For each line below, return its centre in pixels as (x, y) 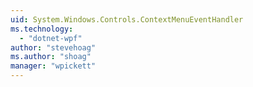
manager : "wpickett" (53, 66)
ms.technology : (42, 29)
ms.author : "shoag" (51, 57)
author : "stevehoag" (53, 47)
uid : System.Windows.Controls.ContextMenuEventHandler (127, 19)
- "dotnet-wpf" (51, 38)
